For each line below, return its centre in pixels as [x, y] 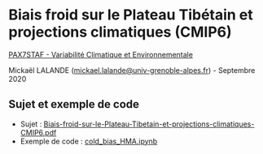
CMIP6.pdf [38, 132]
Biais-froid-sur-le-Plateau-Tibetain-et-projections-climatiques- [149, 124]
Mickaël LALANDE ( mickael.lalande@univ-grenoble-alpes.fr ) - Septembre [132, 70]
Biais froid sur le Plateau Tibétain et [131, 15]
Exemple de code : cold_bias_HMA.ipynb [89, 141]
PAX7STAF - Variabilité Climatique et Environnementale [101, 54]
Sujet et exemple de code [74, 104]
